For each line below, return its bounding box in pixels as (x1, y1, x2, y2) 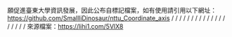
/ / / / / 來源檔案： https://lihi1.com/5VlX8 (7, 22, 124, 30)
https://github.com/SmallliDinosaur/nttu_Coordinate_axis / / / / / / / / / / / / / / (7, 14, 226, 22)
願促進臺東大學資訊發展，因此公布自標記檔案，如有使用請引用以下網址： (7, 6, 217, 14)
